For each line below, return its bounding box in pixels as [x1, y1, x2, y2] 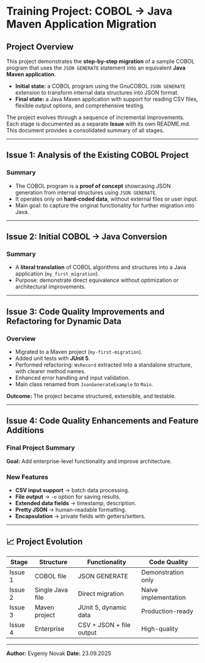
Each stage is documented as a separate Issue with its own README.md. [6, 120, 191, 127]
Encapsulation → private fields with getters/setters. [15, 512, 146, 520]
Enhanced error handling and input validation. [15, 374, 130, 382]
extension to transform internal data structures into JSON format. [15, 89, 179, 96]
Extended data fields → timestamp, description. [15, 500, 137, 507]
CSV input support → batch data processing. [15, 487, 130, 494]
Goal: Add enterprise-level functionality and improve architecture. [6, 457, 172, 465]
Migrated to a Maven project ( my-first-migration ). [15, 348, 143, 356]
